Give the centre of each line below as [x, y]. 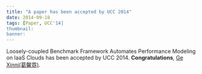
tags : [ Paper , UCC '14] [35, 23]
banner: [16, 34]
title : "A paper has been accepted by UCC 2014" [69, 12]
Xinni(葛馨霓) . [23, 65]
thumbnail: [20, 29]
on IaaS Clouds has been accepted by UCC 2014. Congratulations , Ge [95, 58]
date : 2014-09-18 [28, 17]
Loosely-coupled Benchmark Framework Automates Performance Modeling [101, 51]
